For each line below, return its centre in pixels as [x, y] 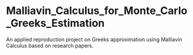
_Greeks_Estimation [55, 23]
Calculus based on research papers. [50, 46]
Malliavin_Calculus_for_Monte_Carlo [97, 11]
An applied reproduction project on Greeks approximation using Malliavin [94, 39]
